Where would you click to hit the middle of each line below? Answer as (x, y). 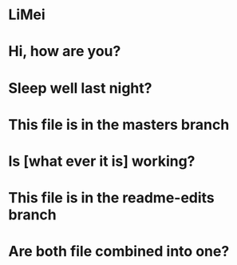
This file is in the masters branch (119, 124)
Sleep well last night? (80, 88)
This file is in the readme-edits (112, 198)
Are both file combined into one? (119, 252)
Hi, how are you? (65, 52)
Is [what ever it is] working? (102, 161)
